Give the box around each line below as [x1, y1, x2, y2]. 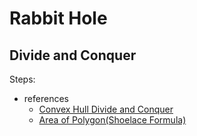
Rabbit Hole [9, 7, 108, 30]
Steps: [9, 73, 36, 85]
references [23, 93, 69, 104]
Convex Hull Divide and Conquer [38, 103, 174, 115]
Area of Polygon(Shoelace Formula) [38, 114, 187, 126]
